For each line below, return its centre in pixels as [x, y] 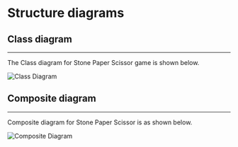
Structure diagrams [66, 13]
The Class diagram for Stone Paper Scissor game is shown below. [103, 63]
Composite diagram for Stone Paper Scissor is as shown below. [100, 122]
